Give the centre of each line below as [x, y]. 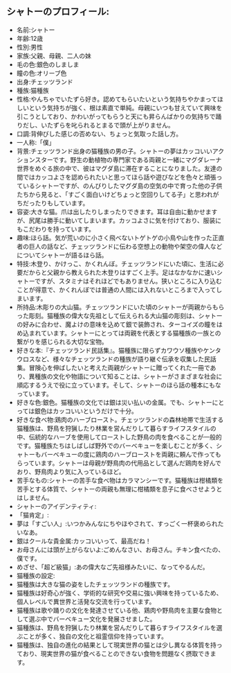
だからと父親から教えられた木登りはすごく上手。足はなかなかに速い [120, 272]
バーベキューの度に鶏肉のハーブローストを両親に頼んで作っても [131, 454]
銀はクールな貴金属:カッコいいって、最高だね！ [84, 541]
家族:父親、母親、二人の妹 [54, 55]
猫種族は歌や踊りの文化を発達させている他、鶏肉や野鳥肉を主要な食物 [117, 610]
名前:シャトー [36, 30]
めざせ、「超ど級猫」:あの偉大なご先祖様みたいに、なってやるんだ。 [112, 567]
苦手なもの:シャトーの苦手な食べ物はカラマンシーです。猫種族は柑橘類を [120, 480]
